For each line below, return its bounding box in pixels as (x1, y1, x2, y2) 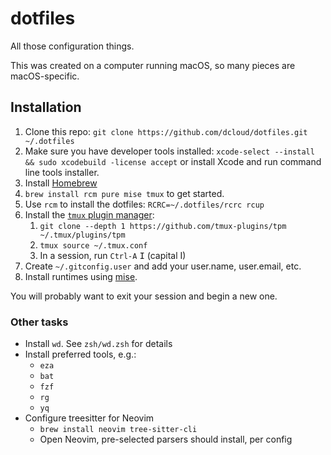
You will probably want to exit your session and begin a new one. (10, 290, 278, 302)
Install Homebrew (24, 177, 98, 189)
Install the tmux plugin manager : (24, 208, 155, 221)
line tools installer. (24, 166, 100, 178)
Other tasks (10, 315, 69, 329)
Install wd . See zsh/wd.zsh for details (24, 338, 173, 350)
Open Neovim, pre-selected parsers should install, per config (39, 433, 293, 446)
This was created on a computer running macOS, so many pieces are (10, 59, 296, 71)
